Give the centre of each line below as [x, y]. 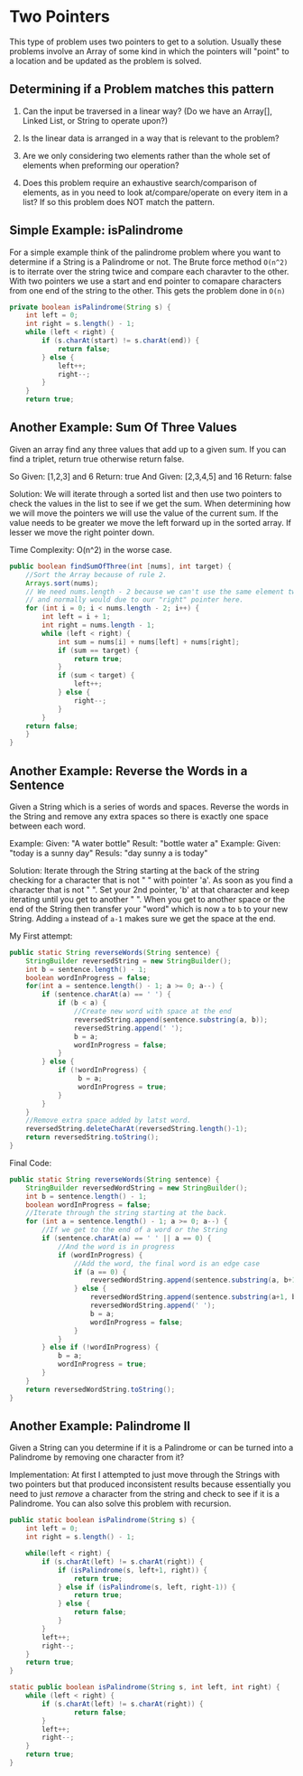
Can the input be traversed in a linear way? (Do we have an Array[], [147, 111]
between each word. [47, 826]
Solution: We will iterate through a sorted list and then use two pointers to [146, 493]
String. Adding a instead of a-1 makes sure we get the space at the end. [143, 918]
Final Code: [31, 1163]
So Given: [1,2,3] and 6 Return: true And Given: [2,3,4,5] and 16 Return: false [151, 476]
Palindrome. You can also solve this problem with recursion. [120, 1504]
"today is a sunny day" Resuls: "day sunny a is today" [109, 853]
